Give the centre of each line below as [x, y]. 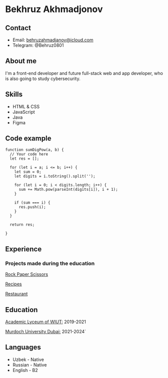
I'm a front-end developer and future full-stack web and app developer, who [84, 73]
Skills [14, 94]
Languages [23, 348]
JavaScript [24, 112]
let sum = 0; [28, 172]
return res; [22, 225]
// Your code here [29, 155]
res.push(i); [32, 207]
